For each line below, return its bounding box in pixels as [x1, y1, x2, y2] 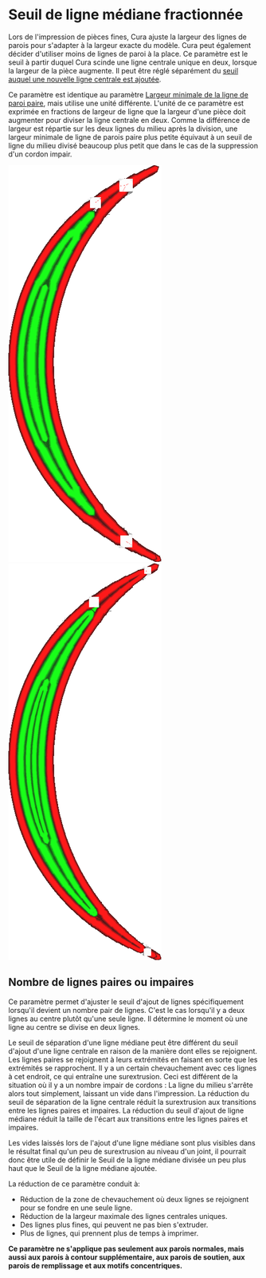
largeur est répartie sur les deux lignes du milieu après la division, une [8, 124, 238, 133]
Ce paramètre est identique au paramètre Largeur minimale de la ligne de [8, 89, 248, 99]
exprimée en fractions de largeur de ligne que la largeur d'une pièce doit [8, 106, 246, 117]
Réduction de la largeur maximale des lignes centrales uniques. [19, 1211, 228, 1221]
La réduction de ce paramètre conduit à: [8, 1179, 141, 1189]
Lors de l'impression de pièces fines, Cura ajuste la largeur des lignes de [8, 32, 247, 42]
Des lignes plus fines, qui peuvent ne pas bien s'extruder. [19, 1220, 209, 1229]
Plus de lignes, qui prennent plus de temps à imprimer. [19, 1228, 199, 1238]
